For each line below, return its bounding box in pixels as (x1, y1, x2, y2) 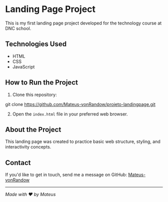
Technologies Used (5, 40, 66, 48)
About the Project (5, 125, 61, 133)
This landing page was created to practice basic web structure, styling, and (5, 138, 161, 144)
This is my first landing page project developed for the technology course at (5, 20, 162, 26)
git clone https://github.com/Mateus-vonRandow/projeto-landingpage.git (5, 101, 156, 107)
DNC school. (5, 25, 31, 31)
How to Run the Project (5, 78, 78, 87)
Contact (5, 158, 31, 167)
